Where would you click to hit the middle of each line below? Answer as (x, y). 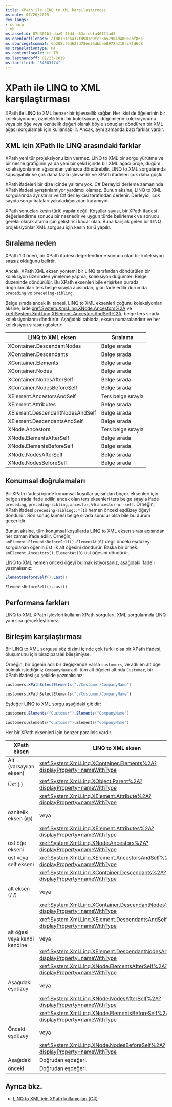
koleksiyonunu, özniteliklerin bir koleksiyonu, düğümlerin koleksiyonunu (81, 119)
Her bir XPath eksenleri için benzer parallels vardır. (59, 732)
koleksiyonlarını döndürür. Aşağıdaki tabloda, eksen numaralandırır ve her (83, 319)
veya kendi (21, 939)
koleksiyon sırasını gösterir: (34, 325)
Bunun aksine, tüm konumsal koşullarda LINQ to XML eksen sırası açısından (85, 531)
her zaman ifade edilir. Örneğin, (38, 536)
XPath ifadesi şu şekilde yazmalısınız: (45, 675)
